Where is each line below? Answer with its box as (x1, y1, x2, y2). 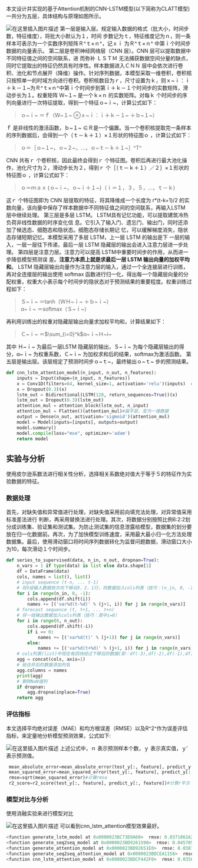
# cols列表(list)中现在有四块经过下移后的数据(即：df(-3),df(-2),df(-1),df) (16, 651, 193, 657)
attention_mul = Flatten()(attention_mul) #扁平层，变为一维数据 (16, 408, 169, 414)
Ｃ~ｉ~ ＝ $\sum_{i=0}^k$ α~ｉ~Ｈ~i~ (20, 331, 112, 337)
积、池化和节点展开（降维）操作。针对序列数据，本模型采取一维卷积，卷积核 (6, 70, 192, 76)
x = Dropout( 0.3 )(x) (16, 386, 67, 392)
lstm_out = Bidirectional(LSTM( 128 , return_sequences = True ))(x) (16, 392, 178, 398)
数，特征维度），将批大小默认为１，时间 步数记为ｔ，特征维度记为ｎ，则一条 (6, 33, 191, 40)
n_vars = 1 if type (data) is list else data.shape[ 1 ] (16, 563, 151, 569)
